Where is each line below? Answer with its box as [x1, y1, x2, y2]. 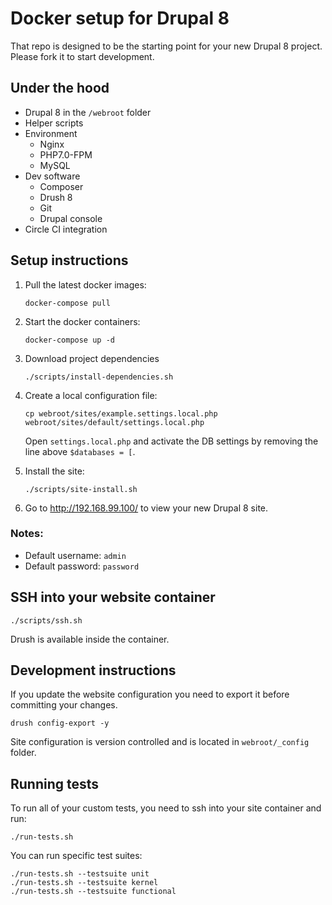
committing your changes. [10, 699, 118, 711]
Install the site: [24, 465, 85, 477]
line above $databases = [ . [24, 445, 136, 457]
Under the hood [10, 80, 110, 97]
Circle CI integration [24, 223, 108, 235]
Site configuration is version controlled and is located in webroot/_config [10, 736, 310, 748]
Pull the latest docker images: [24, 278, 147, 291]
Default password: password [24, 560, 140, 572]
